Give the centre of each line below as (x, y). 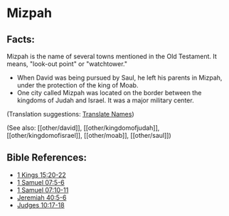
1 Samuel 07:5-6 (41, 182)
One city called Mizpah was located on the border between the (109, 93)
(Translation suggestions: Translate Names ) (70, 114)
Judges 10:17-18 (41, 205)
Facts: (21, 39)
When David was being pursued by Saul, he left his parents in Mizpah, (119, 77)
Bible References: (47, 158)
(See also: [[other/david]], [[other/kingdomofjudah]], (83, 128)
